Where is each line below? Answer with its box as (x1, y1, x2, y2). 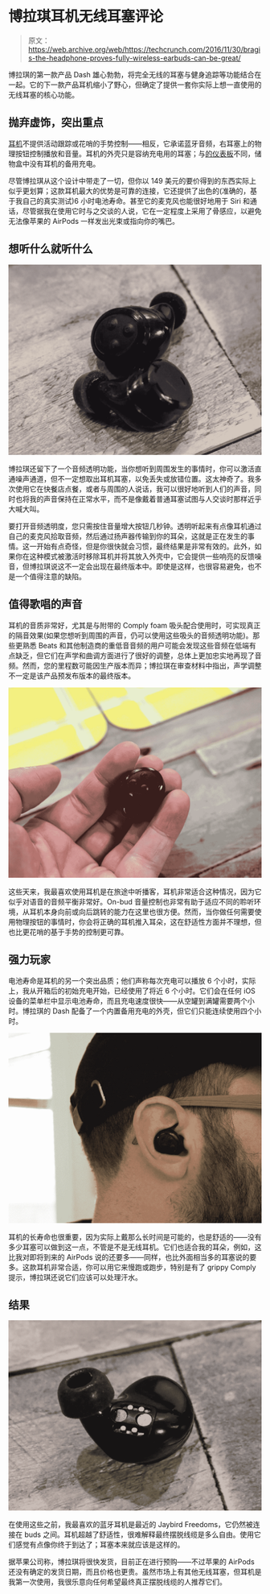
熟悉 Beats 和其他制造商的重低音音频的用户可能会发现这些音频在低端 (22, 640, 250, 650)
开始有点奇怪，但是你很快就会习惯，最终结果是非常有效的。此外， (35, 541, 255, 551)
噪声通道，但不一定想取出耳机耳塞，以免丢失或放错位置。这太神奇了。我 (14, 474, 255, 483)
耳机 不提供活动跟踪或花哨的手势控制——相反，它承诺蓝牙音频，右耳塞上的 (8, 139, 255, 148)
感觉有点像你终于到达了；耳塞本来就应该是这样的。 (14, 1539, 185, 1549)
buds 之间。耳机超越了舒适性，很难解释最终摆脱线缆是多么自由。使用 (23, 1530, 255, 1539)
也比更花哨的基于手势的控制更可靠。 (8, 927, 129, 937)
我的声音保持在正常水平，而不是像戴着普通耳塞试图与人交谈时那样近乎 (29, 494, 262, 503)
